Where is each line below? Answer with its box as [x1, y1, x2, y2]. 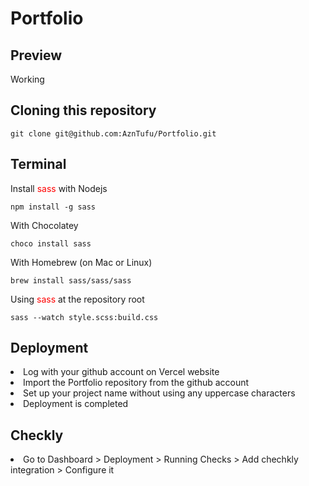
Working [10, 73, 45, 85]
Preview [10, 47, 63, 64]
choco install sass [10, 238, 92, 249]
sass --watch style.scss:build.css [10, 312, 159, 322]
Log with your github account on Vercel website [23, 366, 220, 378]
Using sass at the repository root [10, 293, 145, 305]
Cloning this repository [10, 102, 157, 119]
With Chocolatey [10, 219, 79, 231]
